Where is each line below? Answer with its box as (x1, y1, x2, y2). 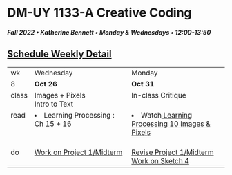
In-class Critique (130, 90, 186, 100)
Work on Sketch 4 (130, 156, 190, 165)
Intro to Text (34, 99, 74, 109)
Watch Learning (140, 110, 193, 120)
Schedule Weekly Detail (7, 48, 112, 60)
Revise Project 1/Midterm (130, 147, 214, 157)
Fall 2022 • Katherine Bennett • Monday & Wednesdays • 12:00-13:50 (7, 28, 211, 36)
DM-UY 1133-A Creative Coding (7, 5, 192, 21)
